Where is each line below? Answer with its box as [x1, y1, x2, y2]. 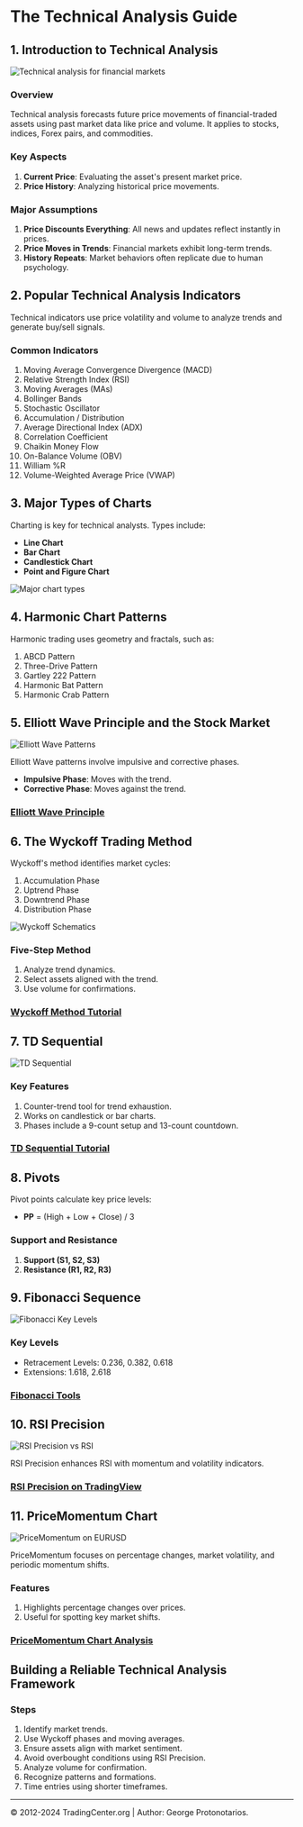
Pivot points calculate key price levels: [10, 1194, 152, 1204]
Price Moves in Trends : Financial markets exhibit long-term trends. [22, 242, 272, 253]
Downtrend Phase [22, 895, 90, 905]
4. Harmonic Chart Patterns [10, 610, 167, 625]
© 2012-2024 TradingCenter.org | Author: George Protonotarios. [10, 1807, 249, 1818]
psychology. [22, 261, 69, 272]
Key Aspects [10, 150, 67, 163]
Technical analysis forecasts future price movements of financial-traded [10, 109, 278, 120]
